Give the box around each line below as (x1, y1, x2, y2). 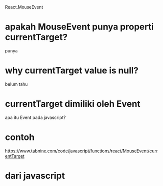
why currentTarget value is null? (5, 65, 139, 76)
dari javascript (5, 170, 65, 181)
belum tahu (5, 81, 28, 87)
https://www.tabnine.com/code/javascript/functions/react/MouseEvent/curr (5, 148, 158, 154)
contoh (5, 132, 35, 142)
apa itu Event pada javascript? (5, 115, 66, 120)
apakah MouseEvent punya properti (5, 22, 154, 32)
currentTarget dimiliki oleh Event (5, 98, 140, 110)
